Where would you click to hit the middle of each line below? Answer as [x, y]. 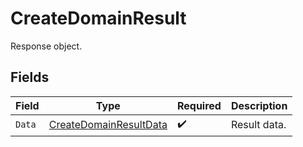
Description [259, 105]
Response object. [46, 46]
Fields [30, 77]
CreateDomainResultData [108, 125]
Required [199, 105]
